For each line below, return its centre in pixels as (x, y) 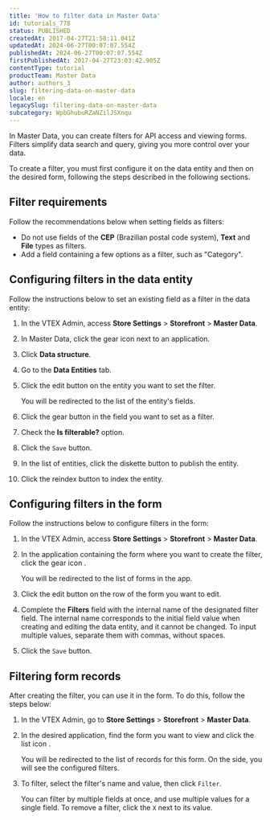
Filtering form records (65, 676)
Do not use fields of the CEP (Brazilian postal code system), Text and (135, 237)
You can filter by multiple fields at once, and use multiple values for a (135, 799)
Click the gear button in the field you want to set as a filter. (118, 416)
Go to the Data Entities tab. (66, 370)
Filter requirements (58, 202)
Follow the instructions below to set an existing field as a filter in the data (130, 299)
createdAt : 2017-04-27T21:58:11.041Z (72, 38)
